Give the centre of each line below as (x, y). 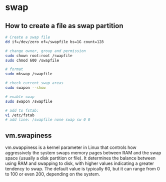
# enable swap (20, 97)
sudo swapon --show (25, 88)
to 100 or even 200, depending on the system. (52, 174)
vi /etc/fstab (20, 115)
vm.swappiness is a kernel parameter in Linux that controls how (71, 147)
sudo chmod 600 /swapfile (32, 60)
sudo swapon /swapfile (29, 101)
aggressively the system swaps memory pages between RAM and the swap (83, 153)
